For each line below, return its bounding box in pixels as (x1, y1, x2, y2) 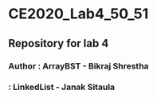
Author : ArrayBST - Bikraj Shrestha (8, 61, 149, 72)
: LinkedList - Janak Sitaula (8, 81, 116, 92)
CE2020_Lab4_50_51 (8, 5, 149, 23)
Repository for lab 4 (8, 37, 109, 50)
